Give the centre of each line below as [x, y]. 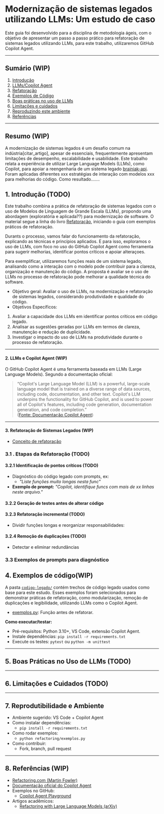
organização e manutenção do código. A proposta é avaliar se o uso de [77, 272]
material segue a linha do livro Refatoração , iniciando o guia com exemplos [81, 222]
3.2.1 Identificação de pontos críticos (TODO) [52, 466]
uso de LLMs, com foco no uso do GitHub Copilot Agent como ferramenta [79, 247]
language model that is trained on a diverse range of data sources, [84, 389]
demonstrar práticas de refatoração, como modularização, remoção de [76, 597]
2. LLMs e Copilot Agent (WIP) [36, 358]
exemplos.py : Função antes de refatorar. [53, 612]
